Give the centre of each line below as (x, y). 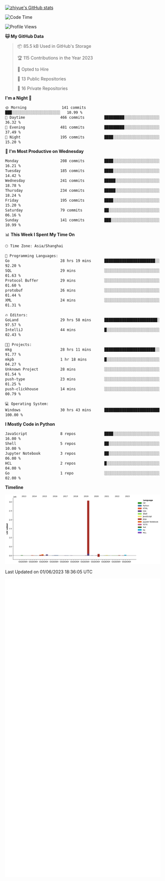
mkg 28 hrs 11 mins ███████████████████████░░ (82, 350)
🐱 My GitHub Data (25, 36)
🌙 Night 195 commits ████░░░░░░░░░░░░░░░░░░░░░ (82, 137)
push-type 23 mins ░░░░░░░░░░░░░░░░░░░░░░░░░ (82, 379)
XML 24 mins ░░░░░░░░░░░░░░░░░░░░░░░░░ (82, 300)
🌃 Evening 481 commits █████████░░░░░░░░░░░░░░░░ (82, 127)
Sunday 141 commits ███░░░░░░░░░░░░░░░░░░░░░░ (82, 220)
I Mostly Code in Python (30, 424)
